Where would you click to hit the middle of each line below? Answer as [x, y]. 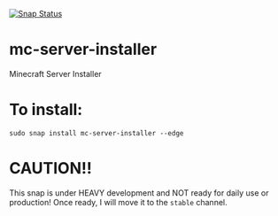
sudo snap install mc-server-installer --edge [97, 133]
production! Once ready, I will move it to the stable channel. [118, 202]
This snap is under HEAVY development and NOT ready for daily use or [139, 193]
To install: [46, 110]
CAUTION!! [51, 169]
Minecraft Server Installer [55, 73]
